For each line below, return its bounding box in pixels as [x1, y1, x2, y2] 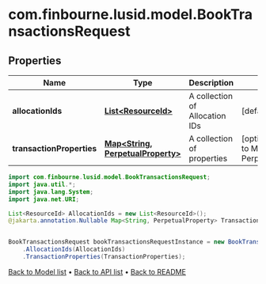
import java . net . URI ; [8, 195, 80, 203]
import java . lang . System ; [8, 187, 93, 195]
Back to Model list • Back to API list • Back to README [8, 267, 186, 276]
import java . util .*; [8, 180, 77, 188]
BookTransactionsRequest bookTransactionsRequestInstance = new [8, 238, 225, 246]
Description [188, 78, 234, 88]
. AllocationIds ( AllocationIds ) [22, 245, 126, 254]
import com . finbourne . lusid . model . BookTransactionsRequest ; [8, 173, 211, 181]
